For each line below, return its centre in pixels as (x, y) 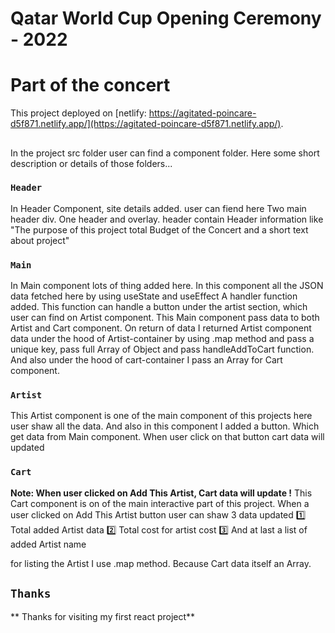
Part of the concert (90, 85)
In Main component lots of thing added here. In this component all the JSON (167, 286)
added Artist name (48, 544)
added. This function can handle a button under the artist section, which (159, 307)
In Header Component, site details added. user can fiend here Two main (158, 208)
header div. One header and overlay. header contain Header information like (167, 219)
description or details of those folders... (91, 163)
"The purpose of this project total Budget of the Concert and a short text (159, 229)
